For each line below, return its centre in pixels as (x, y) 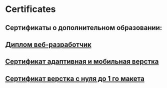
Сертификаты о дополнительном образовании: (84, 28)
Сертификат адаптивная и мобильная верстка (82, 62)
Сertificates (30, 9)
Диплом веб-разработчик (48, 44)
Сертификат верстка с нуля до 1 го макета (75, 78)
